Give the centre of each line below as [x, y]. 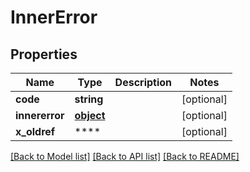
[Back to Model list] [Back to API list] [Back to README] [125, 156]
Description [143, 82]
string [89, 99]
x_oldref [35, 131]
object [90, 115]
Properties [44, 54]
